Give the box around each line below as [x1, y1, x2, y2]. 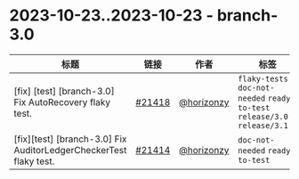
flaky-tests [238, 73, 289, 84]
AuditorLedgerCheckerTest [13, 143, 127, 156]
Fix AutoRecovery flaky [13, 95, 111, 108]
